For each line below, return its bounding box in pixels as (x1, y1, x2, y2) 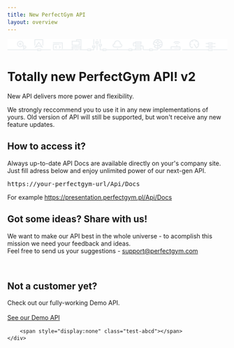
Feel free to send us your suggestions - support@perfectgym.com (7, 246, 198, 255)
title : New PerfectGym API (7, 11, 86, 18)
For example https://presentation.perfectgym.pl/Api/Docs (7, 192, 173, 202)
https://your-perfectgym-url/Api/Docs (7, 180, 140, 188)
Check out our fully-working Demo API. (7, 298, 120, 307)
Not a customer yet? (7, 280, 98, 292)
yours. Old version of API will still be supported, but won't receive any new (7, 113, 221, 121)
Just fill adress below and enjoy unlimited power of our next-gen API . (7, 166, 206, 174)
